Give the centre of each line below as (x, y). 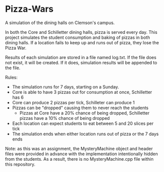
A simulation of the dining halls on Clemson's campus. (60, 23)
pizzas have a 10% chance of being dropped (65, 118)
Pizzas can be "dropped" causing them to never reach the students (80, 108)
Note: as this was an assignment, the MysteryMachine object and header (79, 148)
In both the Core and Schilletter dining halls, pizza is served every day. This (81, 32)
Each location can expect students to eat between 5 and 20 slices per (83, 123)
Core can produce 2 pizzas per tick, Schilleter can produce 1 (73, 102)
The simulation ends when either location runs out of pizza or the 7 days (85, 134)
